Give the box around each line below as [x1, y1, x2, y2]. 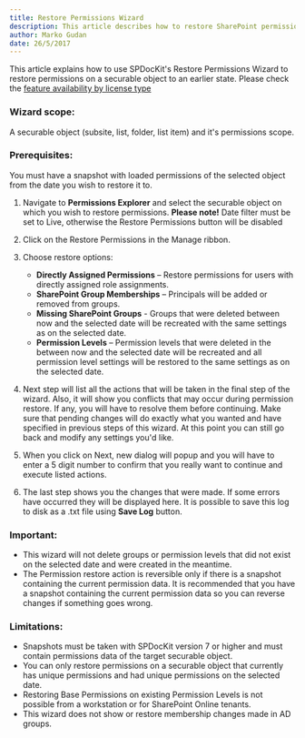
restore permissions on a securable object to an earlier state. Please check [9, 74, 290, 85]
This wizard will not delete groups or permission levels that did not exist [22, 550, 291, 561]
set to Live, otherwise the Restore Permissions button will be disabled [22, 216, 283, 227]
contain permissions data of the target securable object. [22, 651, 233, 662]
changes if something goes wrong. [22, 598, 153, 609]
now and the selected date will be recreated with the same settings [35, 318, 288, 329]
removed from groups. [35, 298, 121, 309]
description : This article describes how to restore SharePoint [9, 22, 258, 31]
